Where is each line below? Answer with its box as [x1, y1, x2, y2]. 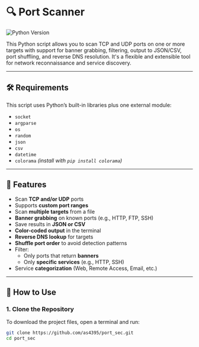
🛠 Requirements [6, 83, 69, 93]
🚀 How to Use [6, 287, 56, 297]
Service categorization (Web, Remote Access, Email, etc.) [14, 265, 158, 272]
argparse [14, 120, 37, 126]
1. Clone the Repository [6, 305, 74, 313]
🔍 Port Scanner [6, 5, 85, 19]
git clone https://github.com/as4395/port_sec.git [6, 330, 134, 336]
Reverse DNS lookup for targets [14, 233, 94, 240]
